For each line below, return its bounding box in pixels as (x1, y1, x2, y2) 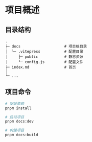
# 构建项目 (5, 128, 24, 133)
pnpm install (5, 106, 32, 111)
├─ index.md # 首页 (5, 65, 76, 70)
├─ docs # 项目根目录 (5, 44, 87, 49)
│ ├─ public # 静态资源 (5, 54, 84, 59)
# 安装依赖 (5, 101, 24, 106)
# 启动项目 (5, 115, 24, 119)
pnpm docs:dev (5, 119, 34, 124)
